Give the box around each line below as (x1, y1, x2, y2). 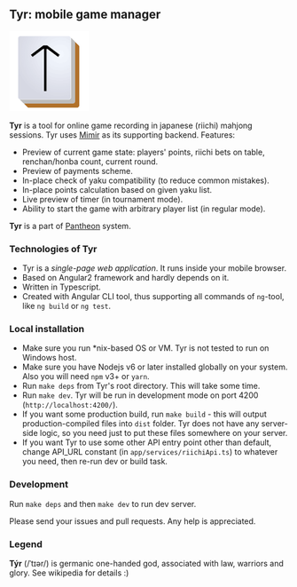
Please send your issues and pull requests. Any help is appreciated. (9, 515, 256, 527)
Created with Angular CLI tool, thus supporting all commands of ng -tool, (21, 291, 285, 302)
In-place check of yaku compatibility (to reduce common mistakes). (21, 175, 270, 186)
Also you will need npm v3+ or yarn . (21, 371, 150, 382)
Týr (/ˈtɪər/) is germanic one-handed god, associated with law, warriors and (9, 559, 284, 568)
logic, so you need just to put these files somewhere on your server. (39, 428, 288, 439)
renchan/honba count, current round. (21, 155, 159, 167)
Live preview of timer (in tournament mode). (21, 194, 184, 204)
